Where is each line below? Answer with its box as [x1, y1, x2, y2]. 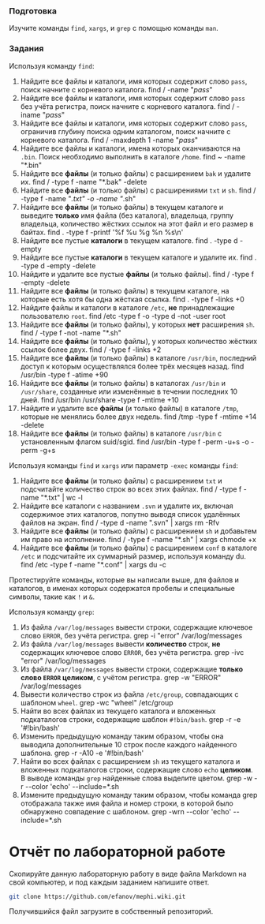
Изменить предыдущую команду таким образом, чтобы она [20, 731, 224, 741]
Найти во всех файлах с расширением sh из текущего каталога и [20, 756, 241, 766]
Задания [9, 43, 44, 54]
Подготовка [9, 6, 58, 17]
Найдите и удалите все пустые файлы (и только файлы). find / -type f [20, 269, 255, 279]
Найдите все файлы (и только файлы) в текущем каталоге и [20, 202, 224, 211]
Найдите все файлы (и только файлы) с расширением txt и [20, 476, 223, 485]
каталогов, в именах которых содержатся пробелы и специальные [9, 583, 236, 593]
